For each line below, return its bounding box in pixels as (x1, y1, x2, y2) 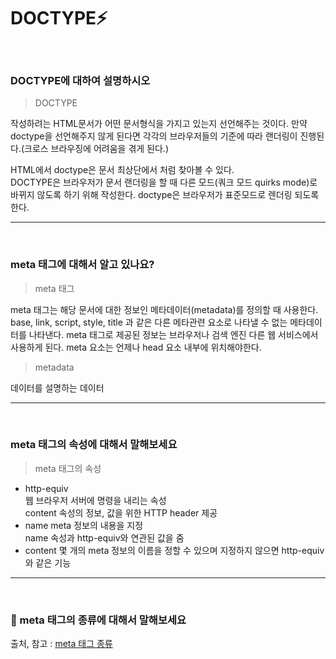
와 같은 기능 (24, 556, 72, 569)
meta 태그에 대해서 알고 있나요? (10, 258, 155, 272)
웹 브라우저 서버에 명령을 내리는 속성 (24, 494, 167, 506)
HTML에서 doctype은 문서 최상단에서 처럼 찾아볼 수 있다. (10, 164, 235, 176)
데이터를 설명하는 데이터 (10, 381, 105, 394)
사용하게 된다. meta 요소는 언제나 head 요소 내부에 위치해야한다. (10, 341, 262, 353)
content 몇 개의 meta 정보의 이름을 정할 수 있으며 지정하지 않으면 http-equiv (24, 544, 325, 556)
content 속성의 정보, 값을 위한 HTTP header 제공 (24, 506, 218, 519)
